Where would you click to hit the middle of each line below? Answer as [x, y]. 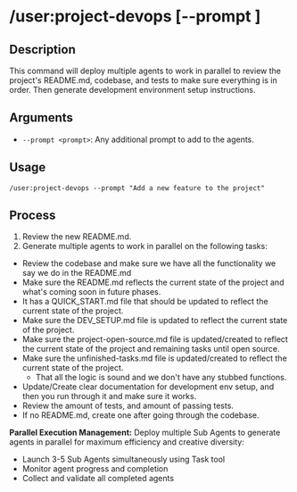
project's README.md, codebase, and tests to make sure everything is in [144, 80]
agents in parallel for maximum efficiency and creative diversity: [127, 442]
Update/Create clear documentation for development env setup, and [148, 387]
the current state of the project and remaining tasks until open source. [151, 349]
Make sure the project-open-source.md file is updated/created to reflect [155, 339]
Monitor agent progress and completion [95, 469]
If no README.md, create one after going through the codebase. [141, 415]
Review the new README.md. [77, 237]
